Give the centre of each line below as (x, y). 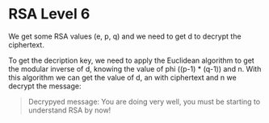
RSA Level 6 (49, 14)
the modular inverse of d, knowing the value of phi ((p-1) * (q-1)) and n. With (135, 68)
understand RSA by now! (69, 110)
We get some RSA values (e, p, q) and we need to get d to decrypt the (125, 36)
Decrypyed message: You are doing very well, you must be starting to (144, 101)
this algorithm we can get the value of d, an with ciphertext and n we (122, 77)
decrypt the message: (45, 86)
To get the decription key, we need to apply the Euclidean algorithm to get (131, 60)
